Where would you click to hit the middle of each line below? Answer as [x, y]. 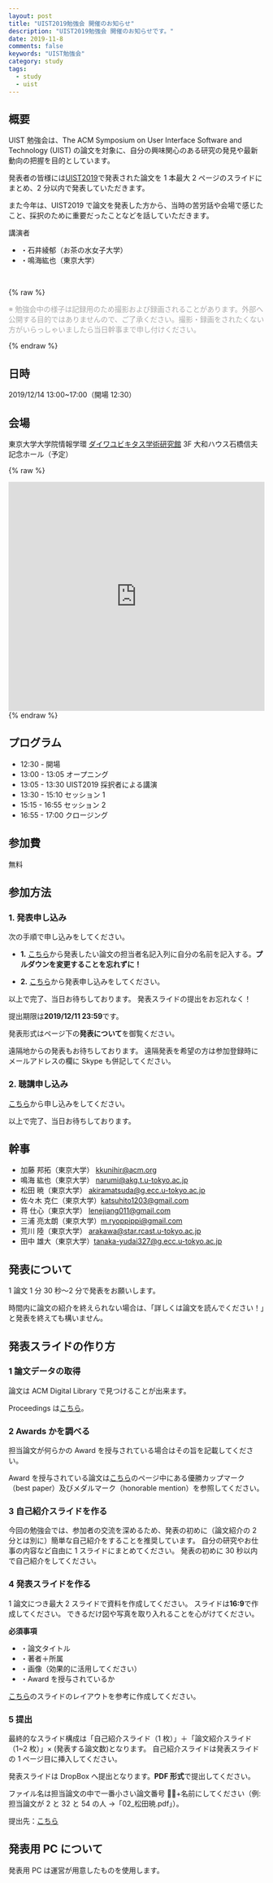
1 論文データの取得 [45, 1372]
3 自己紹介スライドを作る [58, 1512]
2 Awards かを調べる [50, 1431]
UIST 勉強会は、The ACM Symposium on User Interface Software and [125, 140]
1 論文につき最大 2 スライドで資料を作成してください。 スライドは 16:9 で [130, 1603]
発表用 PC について [56, 1849]
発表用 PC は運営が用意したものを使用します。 [86, 1870]
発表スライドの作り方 [62, 1346]
